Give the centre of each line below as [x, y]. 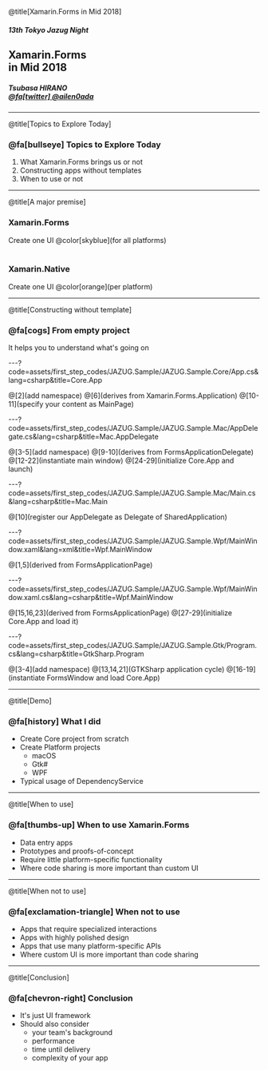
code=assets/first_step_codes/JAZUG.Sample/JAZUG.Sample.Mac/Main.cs [132, 493]
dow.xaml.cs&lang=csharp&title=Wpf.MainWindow [91, 598]
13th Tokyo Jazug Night [49, 30]
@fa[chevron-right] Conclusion [71, 998]
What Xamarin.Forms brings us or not [81, 162]
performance [53, 1041]
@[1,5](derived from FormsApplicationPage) [81, 565]
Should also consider [55, 1024]
